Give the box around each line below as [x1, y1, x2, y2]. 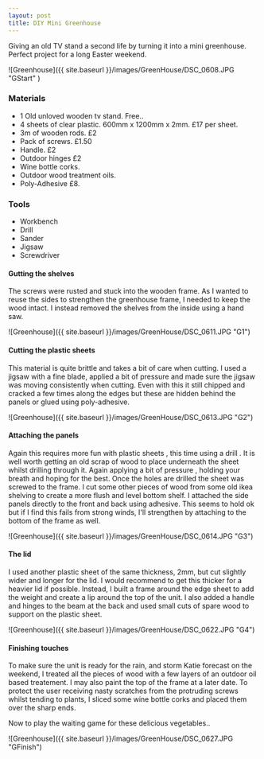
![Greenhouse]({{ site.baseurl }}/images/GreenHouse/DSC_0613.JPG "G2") [8, 412, 254, 422]
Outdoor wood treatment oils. [19, 170, 117, 180]
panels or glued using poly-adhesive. [8, 397, 130, 407]
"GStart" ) [8, 73, 41, 83]
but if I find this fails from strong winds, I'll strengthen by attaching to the [8, 507, 247, 517]
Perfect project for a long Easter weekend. [8, 49, 147, 59]
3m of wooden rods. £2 [19, 128, 97, 138]
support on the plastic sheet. [8, 609, 103, 619]
